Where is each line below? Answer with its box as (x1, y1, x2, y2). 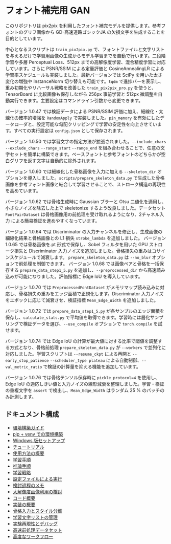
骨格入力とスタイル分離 (12, 508, 62, 514)
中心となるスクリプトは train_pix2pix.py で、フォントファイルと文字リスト (5, 46, 165, 52)
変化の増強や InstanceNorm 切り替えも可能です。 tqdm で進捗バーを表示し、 (5, 78, 164, 84)
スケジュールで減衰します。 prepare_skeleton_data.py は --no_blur (9, 254, 151, 260)
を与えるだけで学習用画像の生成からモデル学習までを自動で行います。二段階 (5, 52, 166, 59)
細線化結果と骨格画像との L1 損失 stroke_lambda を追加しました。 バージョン (5, 235, 166, 241)
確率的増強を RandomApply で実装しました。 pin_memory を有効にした (18, 115, 160, 121)
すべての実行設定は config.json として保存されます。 (13, 127, 126, 134)
